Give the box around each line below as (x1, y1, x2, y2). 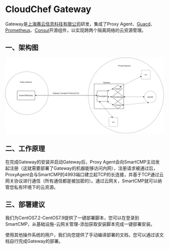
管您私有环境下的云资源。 (5, 184, 58, 190)
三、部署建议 (5, 201, 45, 209)
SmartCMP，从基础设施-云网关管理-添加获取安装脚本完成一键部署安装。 (5, 221, 155, 227)
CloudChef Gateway (5, 4, 92, 15)
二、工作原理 (5, 144, 45, 153)
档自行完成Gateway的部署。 (5, 238, 63, 244)
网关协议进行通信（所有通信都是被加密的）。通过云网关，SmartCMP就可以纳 (5, 178, 162, 184)
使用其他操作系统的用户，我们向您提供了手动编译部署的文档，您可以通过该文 (5, 231, 164, 238)
